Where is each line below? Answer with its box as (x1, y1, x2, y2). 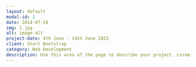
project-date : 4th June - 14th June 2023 (6, 36, 109, 41)
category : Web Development (6, 47, 72, 52)
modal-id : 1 (6, 14, 35, 20)
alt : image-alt (6, 30, 43, 36)
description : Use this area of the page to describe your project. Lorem (6, 52, 191, 58)
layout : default (6, 8, 46, 15)
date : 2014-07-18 (6, 19, 49, 25)
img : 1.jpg (6, 24, 33, 31)
